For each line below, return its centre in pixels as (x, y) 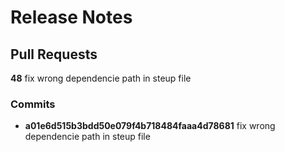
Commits (33, 104)
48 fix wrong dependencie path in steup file (101, 78)
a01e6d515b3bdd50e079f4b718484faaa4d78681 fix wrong (150, 126)
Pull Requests (54, 54)
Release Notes (71, 17)
